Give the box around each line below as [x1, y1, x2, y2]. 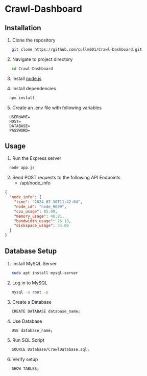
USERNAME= [9, 114, 30, 119]
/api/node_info [19, 180, 51, 186]
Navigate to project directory [12, 56, 73, 62]
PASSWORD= [9, 128, 30, 133]
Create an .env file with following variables [12, 105, 102, 111]
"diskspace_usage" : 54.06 [14, 223, 69, 228]
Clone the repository [12, 37, 56, 43]
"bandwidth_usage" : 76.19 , [14, 218, 71, 223]
